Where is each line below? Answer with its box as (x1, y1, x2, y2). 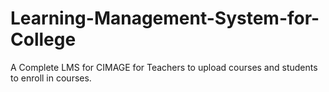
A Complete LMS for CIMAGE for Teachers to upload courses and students (10, 61, 318, 73)
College (10, 28, 77, 51)
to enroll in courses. (10, 72, 92, 84)
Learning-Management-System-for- (10, 7, 320, 30)
